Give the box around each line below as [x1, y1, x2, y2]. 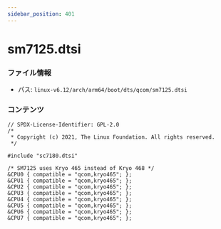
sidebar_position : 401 [7, 10, 75, 18]
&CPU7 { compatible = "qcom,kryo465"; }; [7, 215, 133, 222]
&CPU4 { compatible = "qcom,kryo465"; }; [7, 196, 133, 203]
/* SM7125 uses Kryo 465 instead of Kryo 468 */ [7, 165, 155, 172]
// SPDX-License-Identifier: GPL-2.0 [7, 122, 120, 129]
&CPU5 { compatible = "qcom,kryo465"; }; [7, 202, 133, 210]
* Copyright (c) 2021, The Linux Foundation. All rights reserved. [10, 134, 215, 141]
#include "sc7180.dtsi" [7, 152, 78, 160]
